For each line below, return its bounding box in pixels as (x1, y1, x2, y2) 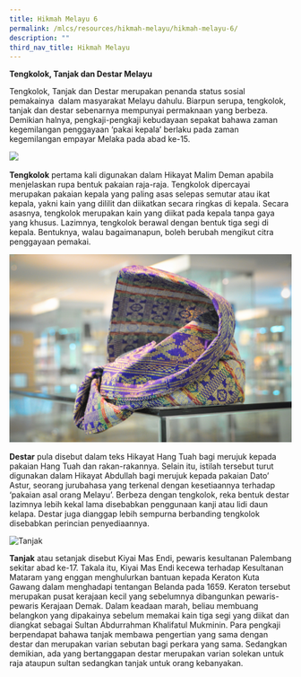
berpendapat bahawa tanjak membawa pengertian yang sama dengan (9, 629, 269, 639)
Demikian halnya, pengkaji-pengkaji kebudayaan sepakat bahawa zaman (9, 115, 278, 126)
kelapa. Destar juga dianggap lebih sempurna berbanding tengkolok (9, 508, 260, 519)
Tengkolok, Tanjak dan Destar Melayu (9, 68, 152, 80)
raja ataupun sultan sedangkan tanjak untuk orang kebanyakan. (9, 657, 244, 668)
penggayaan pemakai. (9, 236, 91, 247)
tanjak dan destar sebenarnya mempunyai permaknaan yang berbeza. (9, 105, 269, 116)
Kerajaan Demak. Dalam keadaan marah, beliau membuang (39, 600, 259, 611)
